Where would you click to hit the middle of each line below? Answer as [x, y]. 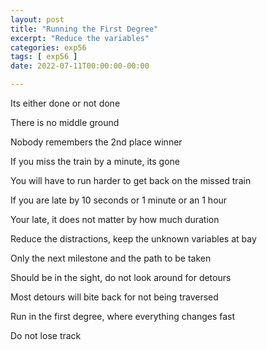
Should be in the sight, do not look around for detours [121, 277]
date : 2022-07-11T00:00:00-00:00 [80, 66]
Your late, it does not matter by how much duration [115, 219]
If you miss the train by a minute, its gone [95, 161]
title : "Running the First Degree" [84, 29]
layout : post [37, 19]
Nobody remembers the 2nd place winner [96, 142]
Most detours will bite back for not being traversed [114, 297]
